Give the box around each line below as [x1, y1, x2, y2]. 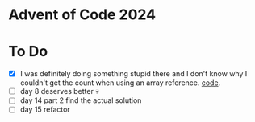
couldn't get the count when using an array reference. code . [19, 78, 221, 87]
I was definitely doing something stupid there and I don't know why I [19, 69, 248, 79]
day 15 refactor [19, 104, 70, 114]
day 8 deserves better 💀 [19, 87, 99, 96]
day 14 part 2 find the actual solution [19, 96, 142, 105]
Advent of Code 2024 [8, 6, 156, 24]
